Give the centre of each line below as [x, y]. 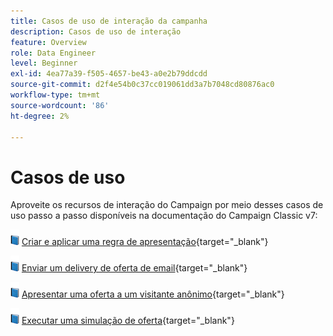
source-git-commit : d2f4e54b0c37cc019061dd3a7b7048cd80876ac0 [142, 85]
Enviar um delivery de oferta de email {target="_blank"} [134, 268]
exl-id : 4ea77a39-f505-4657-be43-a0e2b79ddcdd [109, 74]
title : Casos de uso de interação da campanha [109, 21]
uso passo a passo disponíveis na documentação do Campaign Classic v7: [164, 216]
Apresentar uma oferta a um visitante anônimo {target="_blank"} [153, 294]
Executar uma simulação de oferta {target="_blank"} [128, 321]
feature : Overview [48, 42]
